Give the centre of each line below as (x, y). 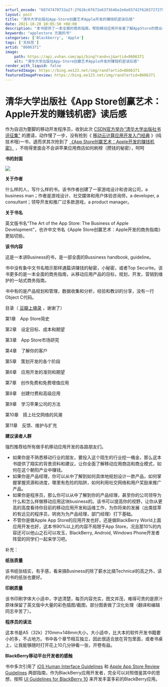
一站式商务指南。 (31, 280)
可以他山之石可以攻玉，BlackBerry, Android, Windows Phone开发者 (90, 532)
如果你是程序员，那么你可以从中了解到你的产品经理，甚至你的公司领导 (85, 495)
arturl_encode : (21, 10)
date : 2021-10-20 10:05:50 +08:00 (41, 24)
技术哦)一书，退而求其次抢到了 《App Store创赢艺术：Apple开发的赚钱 (78, 142)
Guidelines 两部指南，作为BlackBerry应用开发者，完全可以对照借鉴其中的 (80, 672)
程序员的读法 (18, 622)
